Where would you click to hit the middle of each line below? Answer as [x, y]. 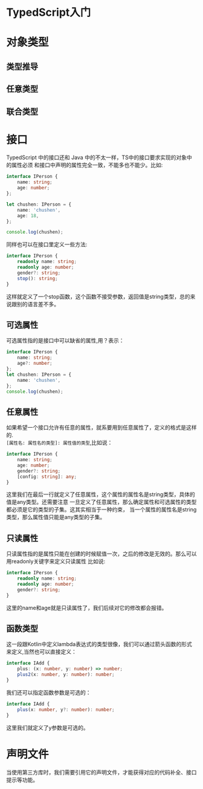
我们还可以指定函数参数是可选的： [49, 692]
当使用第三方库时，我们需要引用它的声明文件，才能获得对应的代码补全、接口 [101, 772]
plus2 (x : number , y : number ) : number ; [66, 675]
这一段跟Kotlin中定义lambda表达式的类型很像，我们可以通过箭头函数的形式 [99, 644]
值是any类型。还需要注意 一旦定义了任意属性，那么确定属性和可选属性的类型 [101, 502]
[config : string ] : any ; [47, 476]
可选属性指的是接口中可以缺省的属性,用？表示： [66, 341]
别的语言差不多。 [38, 304]
